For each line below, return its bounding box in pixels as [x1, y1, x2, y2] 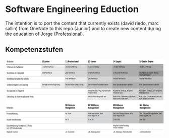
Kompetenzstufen [5, 45, 64, 54]
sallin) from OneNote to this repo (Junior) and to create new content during [5, 25, 161, 31]
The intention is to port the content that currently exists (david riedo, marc [5, 20, 159, 26]
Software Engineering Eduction [5, 4, 139, 15]
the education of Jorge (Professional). [5, 31, 84, 37]
